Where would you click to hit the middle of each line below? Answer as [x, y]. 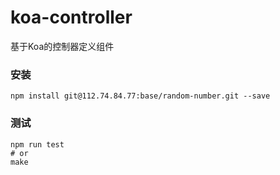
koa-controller [71, 17]
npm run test [37, 144]
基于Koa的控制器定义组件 [62, 46]
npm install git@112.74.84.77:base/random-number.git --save [140, 96]
